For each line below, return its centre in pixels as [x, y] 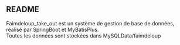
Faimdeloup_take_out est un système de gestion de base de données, [90, 23]
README [23, 10]
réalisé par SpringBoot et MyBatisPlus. [52, 29]
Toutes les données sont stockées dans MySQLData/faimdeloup [84, 35]
